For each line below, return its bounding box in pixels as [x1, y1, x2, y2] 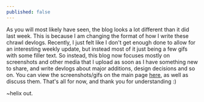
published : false [6, 9, 51, 15]
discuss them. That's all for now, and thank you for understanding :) [6, 78, 177, 85]
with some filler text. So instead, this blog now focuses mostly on [6, 51, 170, 59]
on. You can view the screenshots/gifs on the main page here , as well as [6, 71, 189, 78]
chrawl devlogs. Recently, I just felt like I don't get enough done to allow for [6, 38, 196, 46]
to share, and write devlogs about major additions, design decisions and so [6, 65, 195, 72]
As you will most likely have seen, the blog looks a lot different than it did [6, 26, 189, 33]
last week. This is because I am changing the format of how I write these [6, 32, 189, 40]
